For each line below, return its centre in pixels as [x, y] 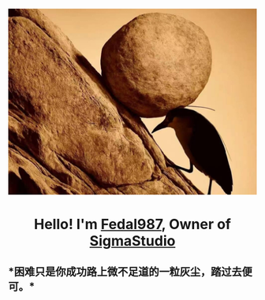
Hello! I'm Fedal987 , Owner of [132, 224]
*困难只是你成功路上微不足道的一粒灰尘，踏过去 [125, 271]
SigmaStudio [132, 241]
